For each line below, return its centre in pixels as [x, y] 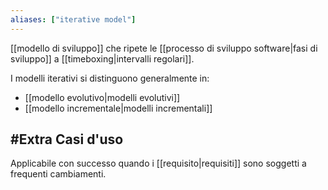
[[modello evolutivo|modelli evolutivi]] [102, 97]
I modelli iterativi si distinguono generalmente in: [110, 78]
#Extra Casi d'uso [67, 139]
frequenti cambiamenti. [58, 174]
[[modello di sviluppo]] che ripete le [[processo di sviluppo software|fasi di [164, 48]
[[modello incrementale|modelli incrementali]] [118, 108]
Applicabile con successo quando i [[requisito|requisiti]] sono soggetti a [158, 163]
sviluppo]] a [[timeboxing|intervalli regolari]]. [102, 58]
